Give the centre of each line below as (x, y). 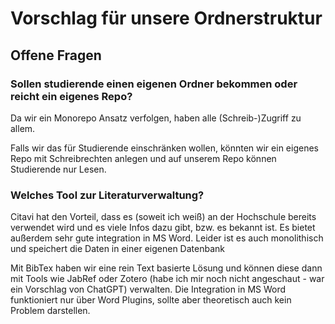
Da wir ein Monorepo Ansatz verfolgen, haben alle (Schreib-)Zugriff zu (156, 118)
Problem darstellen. (50, 311)
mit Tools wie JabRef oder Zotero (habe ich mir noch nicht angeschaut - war (167, 279)
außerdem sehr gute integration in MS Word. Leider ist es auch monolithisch (167, 238)
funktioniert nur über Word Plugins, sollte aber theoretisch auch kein (151, 300)
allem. (23, 128)
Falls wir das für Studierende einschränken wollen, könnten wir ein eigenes (164, 148)
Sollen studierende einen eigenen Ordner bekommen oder (154, 84)
